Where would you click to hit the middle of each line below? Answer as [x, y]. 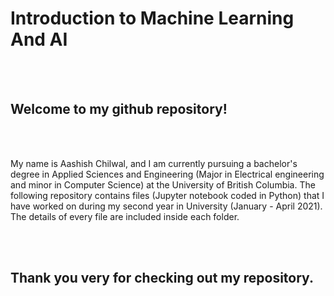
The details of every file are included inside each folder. [125, 216]
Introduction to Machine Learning [152, 18]
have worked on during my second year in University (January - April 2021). [166, 206]
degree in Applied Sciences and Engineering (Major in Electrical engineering [167, 174]
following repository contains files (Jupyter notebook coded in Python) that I [167, 195]
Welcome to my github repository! [119, 109]
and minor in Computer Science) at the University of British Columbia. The [163, 184]
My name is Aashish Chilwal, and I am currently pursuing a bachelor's [154, 163]
